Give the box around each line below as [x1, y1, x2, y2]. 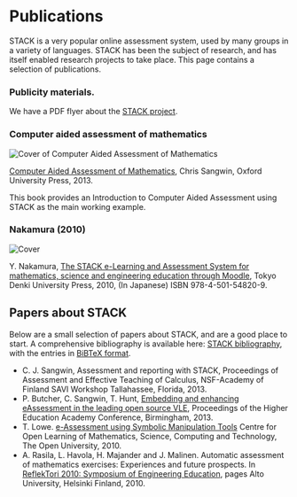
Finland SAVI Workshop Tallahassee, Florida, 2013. [21, 384, 207, 394]
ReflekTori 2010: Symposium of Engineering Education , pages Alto [21, 468, 264, 479]
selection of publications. [9, 64, 102, 74]
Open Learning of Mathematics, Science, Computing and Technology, [21, 431, 277, 441]
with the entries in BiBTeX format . [9, 347, 131, 358]
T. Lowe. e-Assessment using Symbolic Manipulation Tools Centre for [21, 421, 277, 431]
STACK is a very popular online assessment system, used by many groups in [9, 35, 289, 46]
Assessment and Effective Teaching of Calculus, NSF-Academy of [21, 374, 264, 384]
